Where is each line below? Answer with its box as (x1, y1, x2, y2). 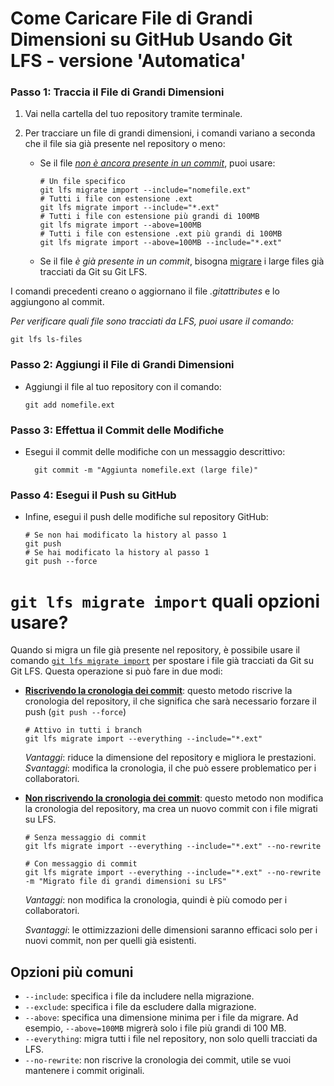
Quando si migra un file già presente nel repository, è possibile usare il (10, 644, 300, 656)
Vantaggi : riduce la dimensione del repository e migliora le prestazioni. (24, 752, 317, 764)
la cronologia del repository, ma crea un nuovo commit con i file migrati (24, 803, 318, 815)
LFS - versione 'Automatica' (10, 50, 247, 72)
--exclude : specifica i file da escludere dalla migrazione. (24, 1001, 257, 1013)
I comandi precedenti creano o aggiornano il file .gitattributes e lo (10, 285, 280, 297)
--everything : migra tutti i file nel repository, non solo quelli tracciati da (24, 1033, 318, 1045)
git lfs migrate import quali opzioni (10, 590, 321, 612)
